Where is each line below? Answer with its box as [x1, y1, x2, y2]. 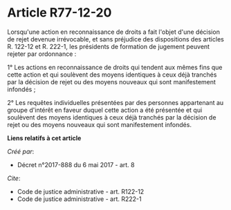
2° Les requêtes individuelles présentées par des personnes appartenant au [7, 98, 224, 106]
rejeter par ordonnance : [7, 50, 77, 58]
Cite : [7, 174, 21, 182]
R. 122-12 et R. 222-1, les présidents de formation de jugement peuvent [7, 42, 210, 50]
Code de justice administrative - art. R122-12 [17, 187, 145, 195]
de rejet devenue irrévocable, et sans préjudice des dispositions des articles [7, 35, 225, 43]
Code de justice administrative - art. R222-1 [17, 195, 142, 203]
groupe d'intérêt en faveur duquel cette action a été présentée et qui [7, 106, 203, 114]
